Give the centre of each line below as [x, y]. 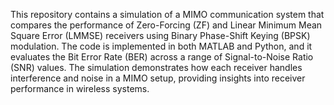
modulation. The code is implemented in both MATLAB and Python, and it [161, 46]
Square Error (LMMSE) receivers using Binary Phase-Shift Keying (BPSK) [160, 35]
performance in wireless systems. [80, 88]
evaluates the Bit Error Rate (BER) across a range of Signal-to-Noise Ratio [162, 57]
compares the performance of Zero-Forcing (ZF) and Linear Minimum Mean [166, 25]
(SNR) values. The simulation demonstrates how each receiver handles [156, 67]
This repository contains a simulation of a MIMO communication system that [167, 14]
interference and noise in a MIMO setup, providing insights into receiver [158, 78]
